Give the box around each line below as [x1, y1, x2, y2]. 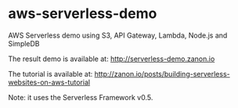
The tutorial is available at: [8, 69, 93, 78]
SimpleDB [8, 38, 41, 48]
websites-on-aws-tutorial [8, 77, 91, 87]
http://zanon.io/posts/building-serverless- [94, 69, 230, 78]
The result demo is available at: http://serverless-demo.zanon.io [8, 54, 215, 63]
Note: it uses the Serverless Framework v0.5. [8, 92, 153, 102]
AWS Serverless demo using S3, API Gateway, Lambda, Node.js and [8, 31, 228, 40]
